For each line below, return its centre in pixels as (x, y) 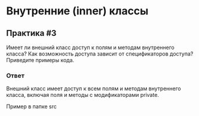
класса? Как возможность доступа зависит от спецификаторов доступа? (100, 54)
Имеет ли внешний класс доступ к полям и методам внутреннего (90, 47)
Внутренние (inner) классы (77, 11)
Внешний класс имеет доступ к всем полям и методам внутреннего (94, 88)
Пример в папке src (31, 106)
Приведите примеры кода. (40, 60)
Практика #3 (31, 33)
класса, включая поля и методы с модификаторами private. (83, 95)
